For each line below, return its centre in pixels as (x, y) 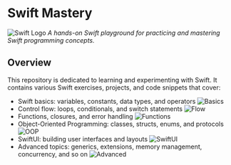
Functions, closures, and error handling (75, 116)
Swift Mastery (50, 13)
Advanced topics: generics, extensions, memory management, (110, 147)
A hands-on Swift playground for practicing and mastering (134, 33)
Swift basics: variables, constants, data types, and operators (107, 101)
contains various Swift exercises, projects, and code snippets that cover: (114, 87)
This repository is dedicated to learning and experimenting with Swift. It (112, 80)
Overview (30, 63)
